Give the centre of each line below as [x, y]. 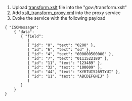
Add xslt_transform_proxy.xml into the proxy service [66, 13]
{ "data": [24, 32]
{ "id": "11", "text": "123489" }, [64, 63]
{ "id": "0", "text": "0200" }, [61, 45]
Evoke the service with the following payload [59, 18]
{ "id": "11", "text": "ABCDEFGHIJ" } [68, 76]
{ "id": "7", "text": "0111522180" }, [68, 58]
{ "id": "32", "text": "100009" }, [64, 68]
